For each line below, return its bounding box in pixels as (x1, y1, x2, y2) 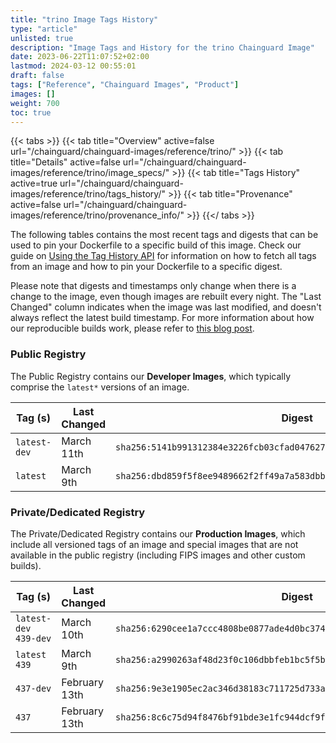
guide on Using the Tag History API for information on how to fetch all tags (10, 250, 317, 262)
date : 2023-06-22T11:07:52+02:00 (10, 52, 150, 62)
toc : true (10, 107, 52, 118)
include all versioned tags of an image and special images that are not (10, 538, 299, 550)
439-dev (15, 632, 52, 644)
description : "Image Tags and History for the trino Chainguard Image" (10, 42, 315, 53)
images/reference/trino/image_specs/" (10, 167, 170, 179)
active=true (10, 177, 58, 190)
